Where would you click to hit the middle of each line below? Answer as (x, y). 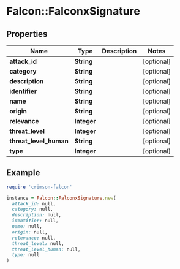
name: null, (27, 227)
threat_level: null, (38, 243)
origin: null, (30, 232)
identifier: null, (36, 221)
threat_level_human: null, (46, 249)
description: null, (37, 215)
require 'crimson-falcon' (39, 187)
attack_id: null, (34, 203)
